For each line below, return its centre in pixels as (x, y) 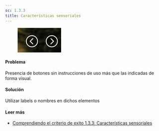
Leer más (15, 112)
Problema (15, 62)
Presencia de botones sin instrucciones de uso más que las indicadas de (79, 73)
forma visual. (18, 78)
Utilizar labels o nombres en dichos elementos (53, 100)
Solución (14, 90)
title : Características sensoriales (43, 16)
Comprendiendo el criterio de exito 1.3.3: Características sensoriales (82, 123)
